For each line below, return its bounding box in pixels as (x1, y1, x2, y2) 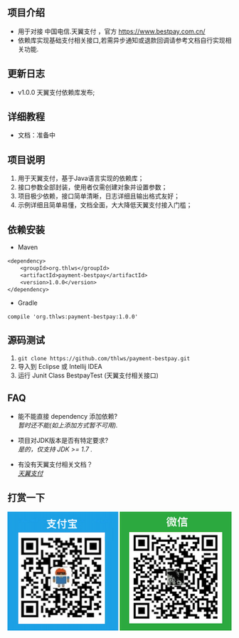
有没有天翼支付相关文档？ (17, 460, 93, 469)
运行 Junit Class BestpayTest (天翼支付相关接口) (17, 371, 159, 380)
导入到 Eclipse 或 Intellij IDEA (17, 362, 103, 370)
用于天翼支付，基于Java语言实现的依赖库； (17, 174, 144, 183)
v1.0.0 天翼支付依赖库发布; (17, 88, 95, 96)
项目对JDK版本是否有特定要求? (17, 436, 109, 444)
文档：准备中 (17, 131, 55, 140)
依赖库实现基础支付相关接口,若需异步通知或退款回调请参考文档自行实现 (17, 36, 225, 44)
